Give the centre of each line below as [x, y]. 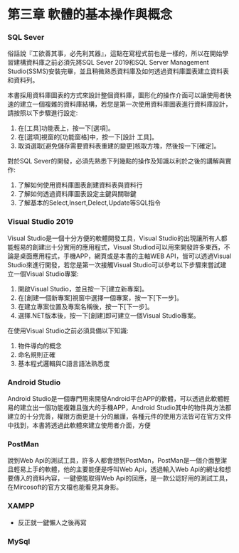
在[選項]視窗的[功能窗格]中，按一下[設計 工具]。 [88, 137]
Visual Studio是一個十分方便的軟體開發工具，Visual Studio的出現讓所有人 [115, 238]
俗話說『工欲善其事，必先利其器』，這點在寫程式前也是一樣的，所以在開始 [115, 53]
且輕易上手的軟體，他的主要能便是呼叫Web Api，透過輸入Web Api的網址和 [116, 469]
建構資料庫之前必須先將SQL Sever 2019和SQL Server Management [111, 63]
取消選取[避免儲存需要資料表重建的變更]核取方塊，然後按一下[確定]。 [119, 146]
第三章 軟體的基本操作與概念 [90, 15]
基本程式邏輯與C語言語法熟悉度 [64, 363]
